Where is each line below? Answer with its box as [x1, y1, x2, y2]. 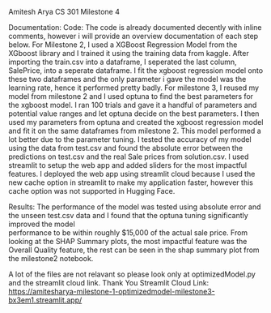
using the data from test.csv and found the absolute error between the [8, 144, 243, 152]
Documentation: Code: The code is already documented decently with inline [8, 23, 262, 32]
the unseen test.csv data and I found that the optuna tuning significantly [8, 211, 248, 220]
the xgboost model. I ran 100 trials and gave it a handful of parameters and [8, 101, 257, 109]
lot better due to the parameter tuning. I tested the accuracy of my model [8, 135, 252, 144]
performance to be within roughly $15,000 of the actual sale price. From [8, 228, 248, 238]
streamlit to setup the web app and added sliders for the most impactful [8, 161, 248, 169]
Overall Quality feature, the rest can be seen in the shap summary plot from [8, 245, 260, 255]
